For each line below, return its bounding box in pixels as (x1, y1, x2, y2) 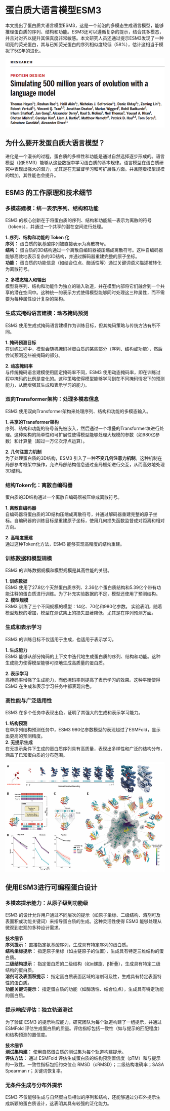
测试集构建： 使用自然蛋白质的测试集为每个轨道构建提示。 (5, 1049, 126, 1055)
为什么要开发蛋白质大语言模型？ (5, 139, 105, 147)
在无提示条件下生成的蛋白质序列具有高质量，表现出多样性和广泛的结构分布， (5, 746, 165, 752)
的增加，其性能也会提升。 (5, 172, 59, 178)
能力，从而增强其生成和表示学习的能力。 (5, 382, 90, 388)
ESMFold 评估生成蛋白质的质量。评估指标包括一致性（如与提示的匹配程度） (5, 1025, 163, 1031)
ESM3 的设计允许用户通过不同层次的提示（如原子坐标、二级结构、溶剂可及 (5, 912, 161, 918)
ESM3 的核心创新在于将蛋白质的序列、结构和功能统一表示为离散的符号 (5, 217, 152, 224)
